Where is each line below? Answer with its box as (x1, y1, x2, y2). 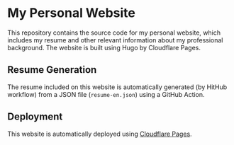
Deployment (7, 111, 63, 123)
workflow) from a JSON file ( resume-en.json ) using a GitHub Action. (7, 90, 205, 98)
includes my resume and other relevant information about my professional (7, 35, 223, 44)
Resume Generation (7, 64, 97, 76)
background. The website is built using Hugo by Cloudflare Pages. (7, 43, 201, 52)
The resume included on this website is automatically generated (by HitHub (7, 83, 228, 91)
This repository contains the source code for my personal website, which (7, 28, 221, 37)
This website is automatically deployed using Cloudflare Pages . (7, 129, 193, 138)
